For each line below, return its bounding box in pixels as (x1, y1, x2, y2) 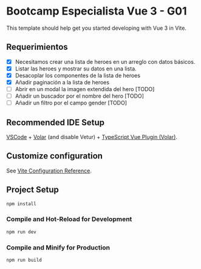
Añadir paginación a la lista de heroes (15, 78, 110, 86)
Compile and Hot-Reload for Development (6, 215, 132, 223)
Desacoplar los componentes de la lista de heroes (15, 72, 141, 79)
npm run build (6, 257, 43, 263)
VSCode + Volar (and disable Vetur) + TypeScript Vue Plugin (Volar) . (6, 134, 178, 140)
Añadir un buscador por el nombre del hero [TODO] (15, 92, 145, 100)
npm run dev (6, 229, 36, 235)
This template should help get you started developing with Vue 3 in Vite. (6, 24, 187, 32)
